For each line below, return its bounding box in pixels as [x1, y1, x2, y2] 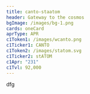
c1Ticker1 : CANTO [6, 43, 50, 48]
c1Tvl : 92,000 [6, 64, 42, 71]
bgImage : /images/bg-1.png [6, 20, 74, 26]
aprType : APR [6, 31, 39, 37]
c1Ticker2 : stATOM [6, 53, 52, 59]
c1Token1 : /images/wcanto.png [6, 37, 82, 43]
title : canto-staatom [6, 8, 61, 15]
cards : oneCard [6, 25, 44, 32]
